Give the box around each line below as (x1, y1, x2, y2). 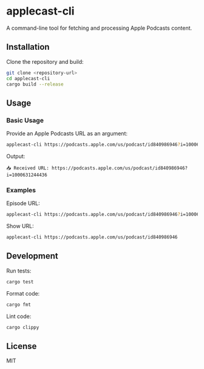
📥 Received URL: (6, 165, 50, 171)
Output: (6, 152, 25, 160)
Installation (6, 42, 50, 52)
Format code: (6, 289, 40, 297)
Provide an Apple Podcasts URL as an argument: (6, 130, 127, 137)
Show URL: (6, 223, 35, 230)
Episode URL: (6, 200, 41, 207)
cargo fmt (6, 302, 32, 308)
